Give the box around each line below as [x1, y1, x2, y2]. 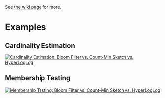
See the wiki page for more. [5, 4, 62, 10]
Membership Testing [5, 74, 71, 82]
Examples [5, 22, 46, 33]
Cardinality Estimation [5, 41, 75, 49]
